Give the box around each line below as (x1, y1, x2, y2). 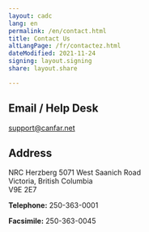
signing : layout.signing (8, 57, 92, 65)
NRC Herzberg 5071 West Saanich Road (8, 167, 142, 178)
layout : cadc (8, 11, 53, 20)
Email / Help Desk (8, 102, 99, 116)
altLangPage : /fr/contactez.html (8, 42, 121, 50)
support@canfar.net (8, 123, 75, 133)
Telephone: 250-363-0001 (8, 200, 99, 210)
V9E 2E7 (8, 185, 37, 195)
